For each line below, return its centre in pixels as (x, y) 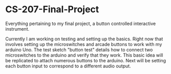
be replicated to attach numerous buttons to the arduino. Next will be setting (86, 60)
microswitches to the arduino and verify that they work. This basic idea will (84, 55)
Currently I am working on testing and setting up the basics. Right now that (84, 39)
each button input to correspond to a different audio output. (68, 66)
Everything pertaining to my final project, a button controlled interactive (81, 23)
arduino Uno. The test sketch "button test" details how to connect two (79, 50)
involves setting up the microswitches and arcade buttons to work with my (84, 44)
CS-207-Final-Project (52, 9)
